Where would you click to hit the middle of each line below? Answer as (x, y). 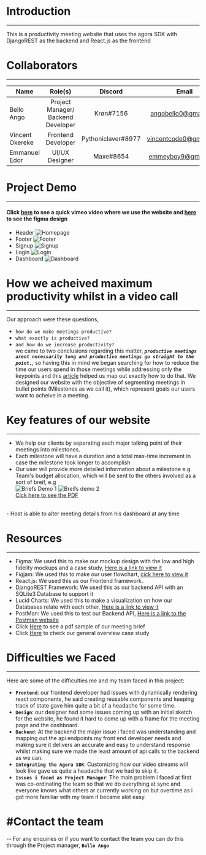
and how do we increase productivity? (65, 345)
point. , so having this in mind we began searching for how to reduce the (107, 362)
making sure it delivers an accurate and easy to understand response (103, 744)
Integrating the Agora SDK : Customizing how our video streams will (101, 764)
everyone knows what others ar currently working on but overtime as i (104, 790)
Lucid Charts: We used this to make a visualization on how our (94, 600)
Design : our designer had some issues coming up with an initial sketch (104, 712)
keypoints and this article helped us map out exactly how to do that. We (105, 375)
